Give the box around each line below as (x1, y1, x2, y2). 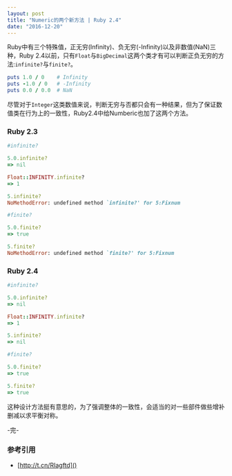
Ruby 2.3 (7, 126, 38, 136)
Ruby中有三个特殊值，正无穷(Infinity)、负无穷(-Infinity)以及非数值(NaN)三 (7, 43, 216, 51)
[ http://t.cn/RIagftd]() (17, 461, 77, 469)
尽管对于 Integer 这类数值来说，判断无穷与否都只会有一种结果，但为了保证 (7, 100, 217, 108)
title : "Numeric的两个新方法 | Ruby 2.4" (7, 17, 122, 24)
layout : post (7, 10, 45, 17)
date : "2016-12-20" (7, 23, 64, 30)
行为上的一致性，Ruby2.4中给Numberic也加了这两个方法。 (25, 109, 192, 117)
